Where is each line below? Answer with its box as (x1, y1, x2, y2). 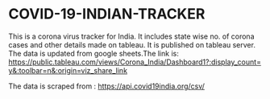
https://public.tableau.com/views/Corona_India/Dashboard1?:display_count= (8, 57, 262, 67)
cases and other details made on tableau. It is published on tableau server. (8, 39, 256, 49)
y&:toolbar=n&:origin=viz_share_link (8, 65, 127, 75)
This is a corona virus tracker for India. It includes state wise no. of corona (8, 31, 255, 41)
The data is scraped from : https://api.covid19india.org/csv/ (8, 81, 206, 91)
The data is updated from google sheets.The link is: (8, 48, 179, 58)
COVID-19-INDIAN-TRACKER (8, 5, 206, 23)
